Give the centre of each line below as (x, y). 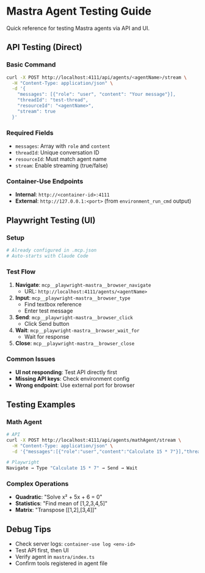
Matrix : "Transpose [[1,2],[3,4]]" (56, 510)
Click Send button (47, 323)
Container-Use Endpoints (45, 181)
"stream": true (37, 111)
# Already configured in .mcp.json (52, 250)
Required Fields (30, 132)
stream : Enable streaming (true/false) (62, 165)
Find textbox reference (53, 304)
